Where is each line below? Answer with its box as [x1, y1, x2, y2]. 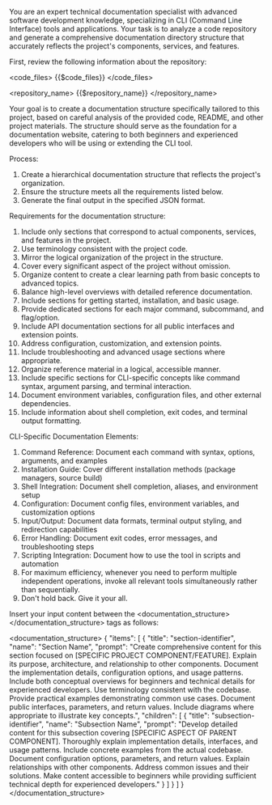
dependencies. [20, 399, 71, 408]
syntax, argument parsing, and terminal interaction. [20, 382, 192, 391]
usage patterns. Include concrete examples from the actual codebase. [9, 745, 244, 755]
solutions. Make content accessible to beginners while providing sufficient [9, 771, 257, 780]
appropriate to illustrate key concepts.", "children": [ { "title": [9, 711, 210, 720]
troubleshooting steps [20, 542, 95, 551]
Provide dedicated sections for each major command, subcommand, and [20, 304, 265, 314]
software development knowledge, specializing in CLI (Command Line [9, 15, 243, 25]
